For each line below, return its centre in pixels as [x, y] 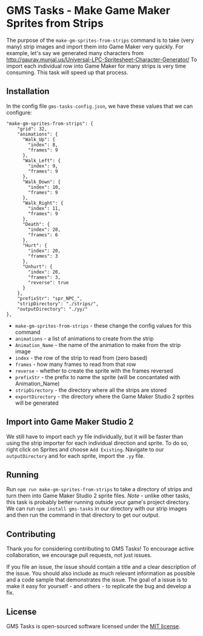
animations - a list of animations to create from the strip [84, 338]
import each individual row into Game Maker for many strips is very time [96, 66]
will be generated [37, 403]
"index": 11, [45, 208]
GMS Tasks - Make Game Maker [88, 11]
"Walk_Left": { [42, 161]
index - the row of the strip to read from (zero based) [81, 357]
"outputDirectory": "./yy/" [52, 309]
